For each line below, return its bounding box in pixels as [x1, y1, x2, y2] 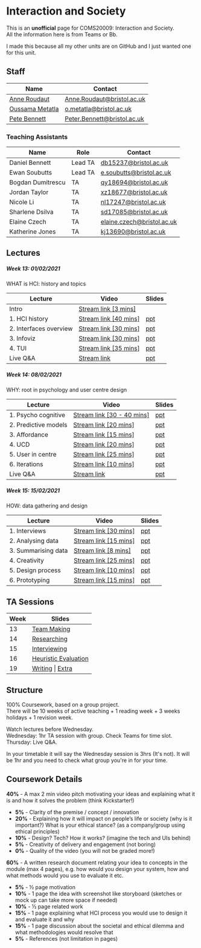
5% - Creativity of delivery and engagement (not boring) [14, 841, 156, 848]
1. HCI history [9, 315, 48, 323]
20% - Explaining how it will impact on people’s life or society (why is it [14, 815, 193, 822]
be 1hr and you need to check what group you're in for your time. [6, 756, 168, 764]
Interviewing [32, 644, 68, 653]
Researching [32, 635, 68, 643]
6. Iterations [9, 460, 43, 469]
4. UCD [9, 441, 30, 449]
